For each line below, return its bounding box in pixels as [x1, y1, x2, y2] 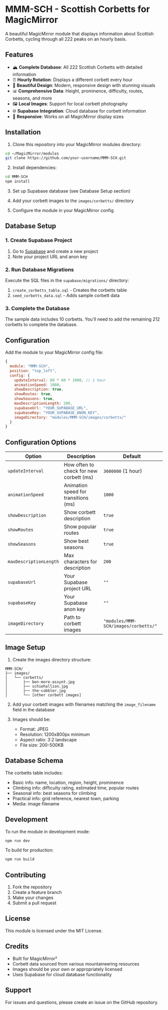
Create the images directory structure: [12, 656, 91, 662]
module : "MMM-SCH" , [9, 364, 50, 369]
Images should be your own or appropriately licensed [12, 966, 122, 972]
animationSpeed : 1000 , [14, 382, 61, 387]
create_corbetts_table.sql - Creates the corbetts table [12, 287, 127, 293]
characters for [63, 558, 97, 565]
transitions [63, 494, 89, 501]
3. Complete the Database [5, 305, 70, 312]
